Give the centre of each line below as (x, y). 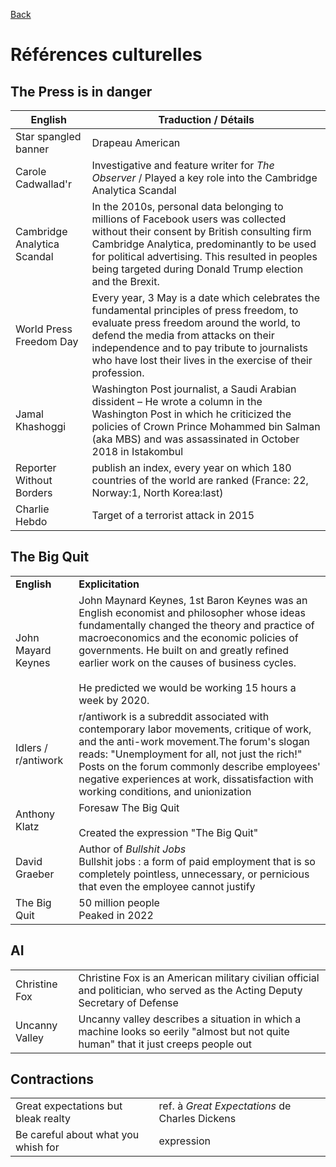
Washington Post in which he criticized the (191, 414)
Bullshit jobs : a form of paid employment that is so (197, 861)
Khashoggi (41, 426)
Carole (31, 171)
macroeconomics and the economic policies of (188, 637)
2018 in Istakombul (137, 451)
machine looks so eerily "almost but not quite (184, 1031)
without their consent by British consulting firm (201, 231)
